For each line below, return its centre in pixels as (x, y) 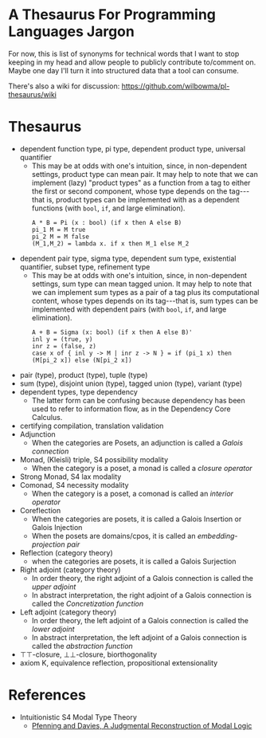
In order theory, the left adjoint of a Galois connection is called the (140, 620)
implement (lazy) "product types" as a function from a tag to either (141, 183)
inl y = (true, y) (62, 339)
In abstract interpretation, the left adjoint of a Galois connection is (139, 637)
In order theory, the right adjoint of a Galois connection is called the (142, 578)
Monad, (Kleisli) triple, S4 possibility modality (94, 459)
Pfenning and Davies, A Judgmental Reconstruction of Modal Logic (142, 725)
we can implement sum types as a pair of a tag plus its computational (145, 292)
